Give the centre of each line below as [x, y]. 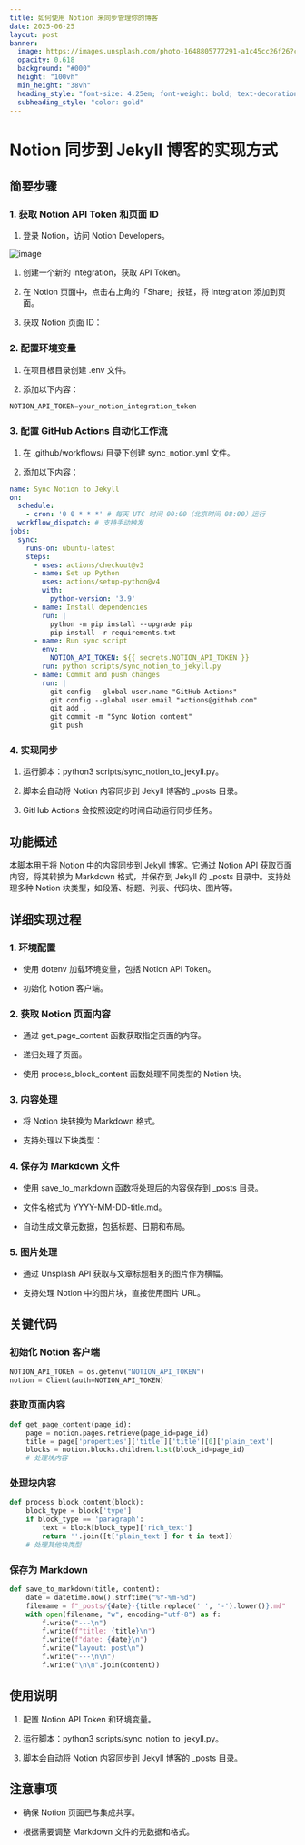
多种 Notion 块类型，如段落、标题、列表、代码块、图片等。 [127, 888]
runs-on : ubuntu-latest [71, 548]
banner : [24, 43]
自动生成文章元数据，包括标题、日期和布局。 [106, 1226]
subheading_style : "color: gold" [81, 102]
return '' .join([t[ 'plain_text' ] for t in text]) [138, 1536]
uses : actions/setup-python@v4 [101, 582]
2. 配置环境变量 [43, 348]
